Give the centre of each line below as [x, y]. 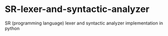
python [12, 28]
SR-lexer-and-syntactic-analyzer [77, 9]
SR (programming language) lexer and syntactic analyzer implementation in [84, 23]
